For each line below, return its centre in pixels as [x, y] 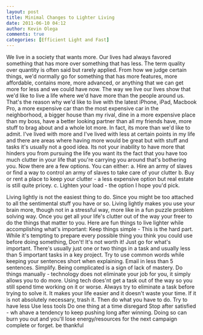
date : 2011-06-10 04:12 [36, 23]
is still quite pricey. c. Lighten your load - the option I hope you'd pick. [93, 185]
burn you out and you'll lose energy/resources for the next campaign [92, 319]
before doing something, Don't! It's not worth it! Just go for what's [89, 242]
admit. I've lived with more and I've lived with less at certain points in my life [101, 134]
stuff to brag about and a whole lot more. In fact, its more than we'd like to [98, 128]
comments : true [25, 34]
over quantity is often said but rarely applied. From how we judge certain [97, 70]
